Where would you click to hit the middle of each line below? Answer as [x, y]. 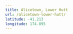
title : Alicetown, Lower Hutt [37, 10]
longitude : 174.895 [25, 24]
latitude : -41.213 [24, 19]
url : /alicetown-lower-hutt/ [35, 14]
